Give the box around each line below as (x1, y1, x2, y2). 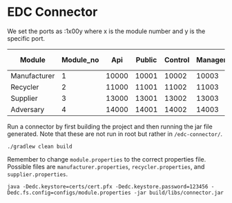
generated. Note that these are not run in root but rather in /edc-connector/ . (7, 129, 223, 138)
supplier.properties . (7, 170, 68, 178)
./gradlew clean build (7, 143, 72, 150)
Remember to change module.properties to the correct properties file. (7, 155, 206, 163)
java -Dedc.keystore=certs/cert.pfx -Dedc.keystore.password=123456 (7, 183, 209, 190)
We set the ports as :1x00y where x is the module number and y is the (7, 27, 206, 35)
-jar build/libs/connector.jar (133, 189, 224, 196)
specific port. (7, 34, 46, 42)
